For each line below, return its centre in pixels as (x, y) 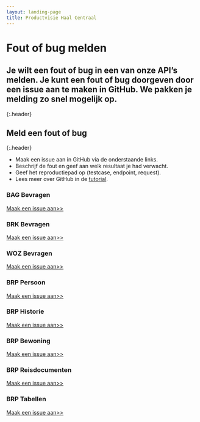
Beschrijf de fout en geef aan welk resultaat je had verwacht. (92, 166)
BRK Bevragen (28, 224)
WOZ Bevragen (30, 253)
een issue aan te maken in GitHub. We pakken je (99, 90)
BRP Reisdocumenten (39, 370)
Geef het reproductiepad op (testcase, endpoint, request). (88, 172)
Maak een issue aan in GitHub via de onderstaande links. (87, 160)
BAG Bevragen (28, 195)
